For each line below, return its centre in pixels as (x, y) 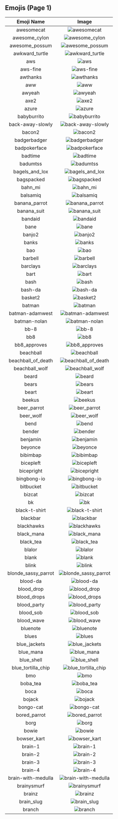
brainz (31, 793)
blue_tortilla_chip (31, 667)
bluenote (31, 628)
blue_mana (31, 652)
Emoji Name (31, 21)
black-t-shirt (31, 510)
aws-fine (31, 69)
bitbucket (31, 487)
